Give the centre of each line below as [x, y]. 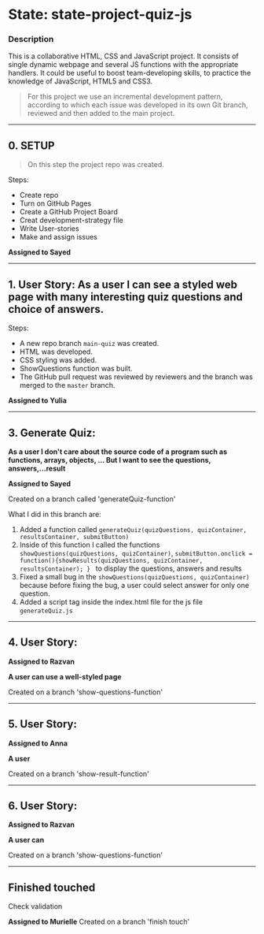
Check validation [35, 906]
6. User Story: [43, 806]
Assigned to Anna [38, 743]
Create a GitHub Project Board [68, 212]
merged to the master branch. [67, 385]
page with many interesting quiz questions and [126, 297]
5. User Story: [42, 724]
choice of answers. [56, 309]
